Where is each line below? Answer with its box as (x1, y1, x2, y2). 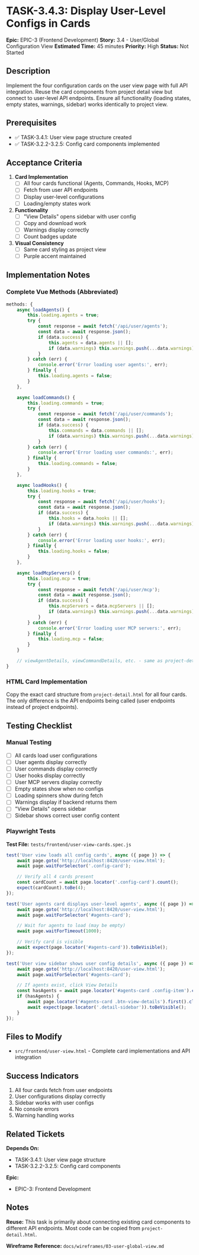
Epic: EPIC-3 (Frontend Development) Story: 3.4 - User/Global (6, 36, 159, 43)
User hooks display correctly (14, 772, 85, 779)
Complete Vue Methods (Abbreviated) (6, 288, 118, 296)
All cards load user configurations (14, 752, 98, 759)
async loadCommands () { (17, 394, 76, 400)
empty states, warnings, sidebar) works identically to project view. (6, 101, 168, 108)
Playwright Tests (6, 827, 56, 836)
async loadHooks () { (17, 482, 68, 488)
